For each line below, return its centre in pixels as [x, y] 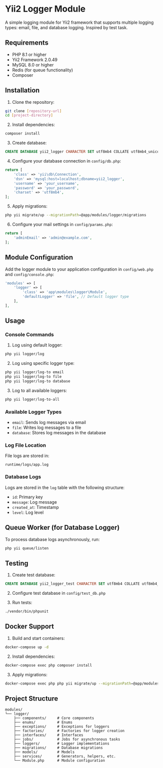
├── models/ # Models [44, 752]
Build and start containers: [38, 638]
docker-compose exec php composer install [49, 665]
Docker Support [30, 627]
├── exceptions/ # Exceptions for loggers [62, 727]
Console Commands [30, 335]
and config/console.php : [30, 274]
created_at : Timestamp [35, 507]
